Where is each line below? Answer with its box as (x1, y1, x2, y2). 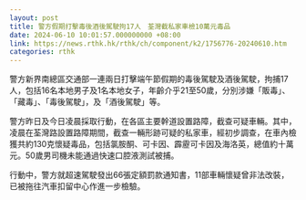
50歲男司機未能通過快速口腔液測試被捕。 (25, 150, 179, 161)
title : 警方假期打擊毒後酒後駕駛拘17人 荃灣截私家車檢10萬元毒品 (9, 22, 230, 31)
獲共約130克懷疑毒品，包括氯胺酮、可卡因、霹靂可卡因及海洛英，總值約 (9, 139, 279, 150)
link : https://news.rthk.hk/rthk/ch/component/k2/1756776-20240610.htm (9, 38, 287, 48)
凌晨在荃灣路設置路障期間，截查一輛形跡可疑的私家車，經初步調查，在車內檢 (9, 127, 297, 138)
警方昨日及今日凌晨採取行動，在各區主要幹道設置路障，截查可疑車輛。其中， (9, 116, 297, 127)
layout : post (9, 13, 59, 23)
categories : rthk (9, 47, 76, 57)
